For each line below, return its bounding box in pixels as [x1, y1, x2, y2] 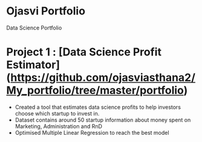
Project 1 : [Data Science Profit [6, 45, 162, 59]
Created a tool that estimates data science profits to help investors [15, 103, 181, 111]
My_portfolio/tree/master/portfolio [6, 84, 184, 97]
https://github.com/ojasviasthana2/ [10, 71, 195, 85]
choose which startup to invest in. [15, 110, 100, 117]
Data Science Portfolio [6, 24, 62, 31]
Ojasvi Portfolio [6, 4, 86, 18]
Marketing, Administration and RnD [15, 122, 103, 130]
